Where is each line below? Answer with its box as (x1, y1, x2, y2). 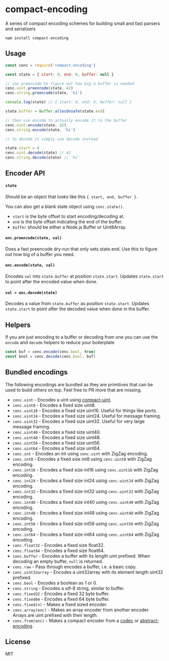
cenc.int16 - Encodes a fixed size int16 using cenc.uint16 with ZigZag (12, 466, 158, 472)
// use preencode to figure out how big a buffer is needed (5, 81, 135, 86)
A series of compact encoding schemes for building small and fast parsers (5, 20, 160, 26)
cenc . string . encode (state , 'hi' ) (5, 127, 76, 132)
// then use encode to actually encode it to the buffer (5, 118, 128, 123)
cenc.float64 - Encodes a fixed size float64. (12, 547, 105, 554)
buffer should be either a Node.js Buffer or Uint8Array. (12, 224, 127, 230)
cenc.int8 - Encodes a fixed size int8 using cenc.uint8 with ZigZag (12, 456, 152, 462)
